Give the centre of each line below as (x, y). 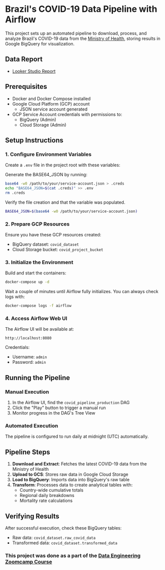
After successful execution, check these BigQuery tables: (63, 528)
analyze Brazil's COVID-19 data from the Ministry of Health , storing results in (83, 38)
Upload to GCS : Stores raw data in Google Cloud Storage (70, 474)
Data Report (24, 59)
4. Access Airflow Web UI (36, 318)
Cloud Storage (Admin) (43, 125)
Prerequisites (26, 87)
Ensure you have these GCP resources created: (53, 235)
